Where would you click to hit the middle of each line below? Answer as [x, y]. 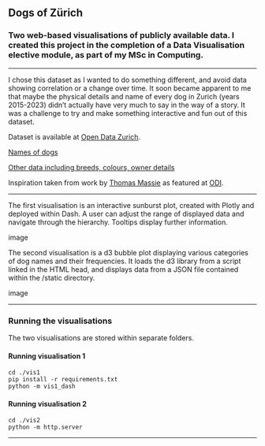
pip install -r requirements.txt [63, 380]
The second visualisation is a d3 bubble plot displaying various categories [128, 252]
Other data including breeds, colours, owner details [91, 167]
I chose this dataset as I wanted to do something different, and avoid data [127, 80]
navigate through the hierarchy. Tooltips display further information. [118, 222]
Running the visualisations [60, 321]
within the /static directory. [52, 277]
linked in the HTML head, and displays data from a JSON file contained [123, 269]
